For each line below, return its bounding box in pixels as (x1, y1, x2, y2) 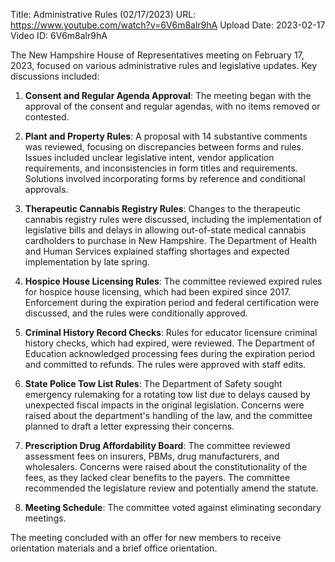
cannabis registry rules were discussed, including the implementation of (24, 214, 323, 225)
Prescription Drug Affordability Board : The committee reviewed (24, 440, 291, 451)
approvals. (24, 184, 69, 195)
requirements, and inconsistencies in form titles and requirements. (24, 162, 298, 174)
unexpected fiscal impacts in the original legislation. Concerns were (24, 399, 305, 411)
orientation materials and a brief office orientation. (10, 542, 218, 554)
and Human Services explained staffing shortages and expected (24, 245, 290, 257)
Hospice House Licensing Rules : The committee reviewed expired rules (24, 275, 323, 287)
